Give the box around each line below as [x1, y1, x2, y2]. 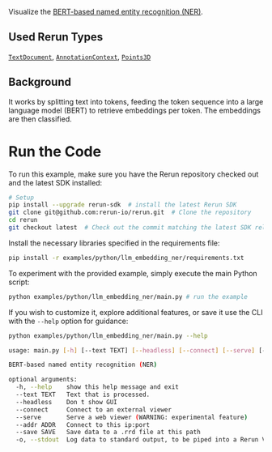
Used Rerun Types [8, 30, 104, 44]
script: [8, 277, 30, 287]
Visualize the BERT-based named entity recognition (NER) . [8, 7, 204, 16]
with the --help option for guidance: [8, 316, 129, 326]
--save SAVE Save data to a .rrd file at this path [15, 429, 201, 437]
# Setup [8, 194, 35, 202]
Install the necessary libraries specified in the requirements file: [8, 238, 220, 248]
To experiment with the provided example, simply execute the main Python [8, 268, 257, 278]
